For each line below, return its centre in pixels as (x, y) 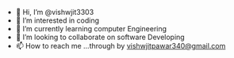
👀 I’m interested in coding (58, 20)
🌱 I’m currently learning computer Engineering (91, 29)
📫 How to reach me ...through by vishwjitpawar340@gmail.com (121, 46)
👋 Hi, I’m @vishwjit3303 (55, 12)
